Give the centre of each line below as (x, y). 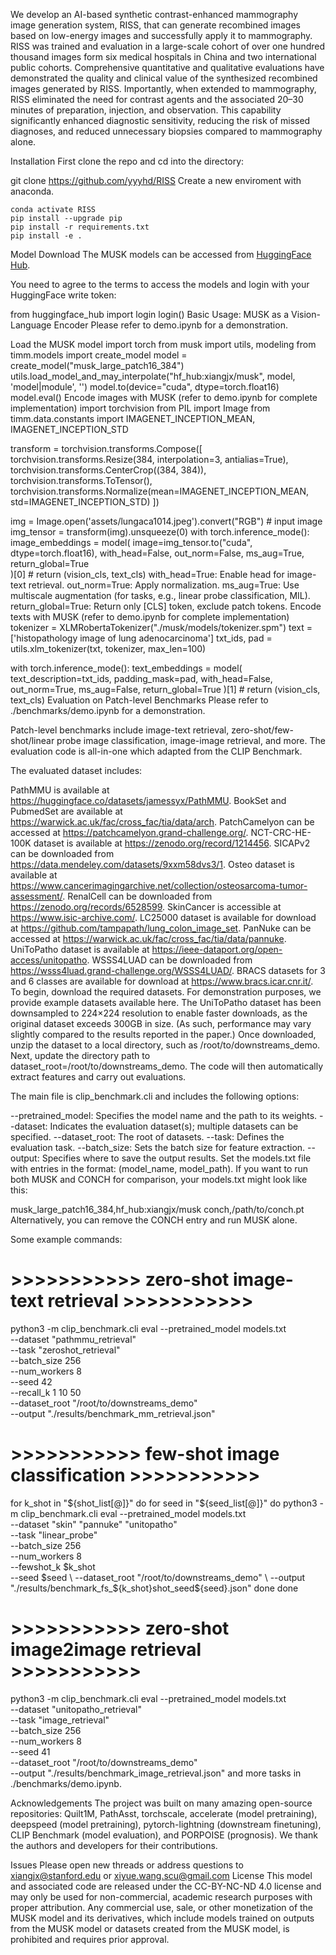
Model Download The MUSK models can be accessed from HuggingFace (161, 254)
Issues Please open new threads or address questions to (127, 1865)
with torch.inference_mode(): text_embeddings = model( (126, 668)
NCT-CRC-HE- (281, 832)
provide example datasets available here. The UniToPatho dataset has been (166, 1002)
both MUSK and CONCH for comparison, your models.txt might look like (159, 1179)
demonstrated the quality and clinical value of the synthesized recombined (164, 78)
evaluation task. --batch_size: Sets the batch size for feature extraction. (158, 1147)
